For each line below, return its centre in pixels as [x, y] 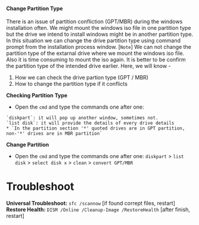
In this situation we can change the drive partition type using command [93, 41]
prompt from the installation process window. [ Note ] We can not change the [99, 47]
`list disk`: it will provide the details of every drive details [90, 123]
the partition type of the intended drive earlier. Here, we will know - [88, 66]
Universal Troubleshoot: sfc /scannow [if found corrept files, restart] [91, 204]
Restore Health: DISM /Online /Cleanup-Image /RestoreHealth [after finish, [98, 209]
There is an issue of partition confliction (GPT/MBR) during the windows [94, 21]
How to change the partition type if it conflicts [71, 84]
